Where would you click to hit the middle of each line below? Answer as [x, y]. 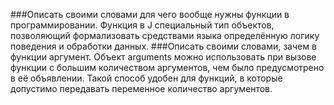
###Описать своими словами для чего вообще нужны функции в [150, 14]
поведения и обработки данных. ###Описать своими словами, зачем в [163, 46]
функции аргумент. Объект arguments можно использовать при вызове [163, 57]
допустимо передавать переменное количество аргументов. [141, 88]
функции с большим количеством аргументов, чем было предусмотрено [167, 67]
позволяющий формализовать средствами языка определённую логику [165, 35]
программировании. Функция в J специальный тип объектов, [142, 25]
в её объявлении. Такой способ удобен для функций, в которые [146, 78]
